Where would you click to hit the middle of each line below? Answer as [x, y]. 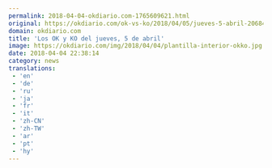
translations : [32, 69]
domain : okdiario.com [45, 31]
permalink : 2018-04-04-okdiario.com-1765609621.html [99, 16]
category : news [34, 61]
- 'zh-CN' [28, 121]
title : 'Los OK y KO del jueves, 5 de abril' [86, 38]
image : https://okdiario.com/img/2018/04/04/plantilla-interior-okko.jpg [136, 46]
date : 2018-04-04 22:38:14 [54, 53]
